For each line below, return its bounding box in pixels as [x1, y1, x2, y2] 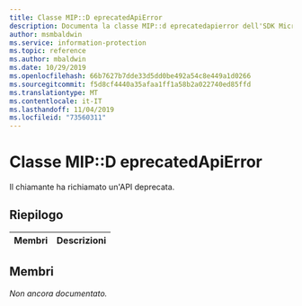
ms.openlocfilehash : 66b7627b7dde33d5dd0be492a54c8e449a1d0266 [9, 72, 252, 81]
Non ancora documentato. [9, 288, 108, 299]
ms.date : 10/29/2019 [9, 64, 87, 73]
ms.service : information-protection [9, 38, 147, 48]
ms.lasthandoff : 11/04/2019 [9, 105, 115, 114]
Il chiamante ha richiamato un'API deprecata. [9, 181, 175, 193]
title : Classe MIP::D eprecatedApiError [9, 13, 164, 22]
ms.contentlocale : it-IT [9, 96, 102, 106]
